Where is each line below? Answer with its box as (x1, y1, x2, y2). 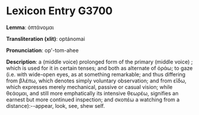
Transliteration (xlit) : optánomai (6, 35, 85, 42)
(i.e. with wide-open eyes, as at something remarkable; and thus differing (6, 71, 186, 78)
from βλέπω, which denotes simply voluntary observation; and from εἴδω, (6, 77, 187, 84)
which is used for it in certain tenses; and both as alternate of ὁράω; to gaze (6, 64, 193, 72)
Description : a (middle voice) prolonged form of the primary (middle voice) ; (6, 58, 193, 65)
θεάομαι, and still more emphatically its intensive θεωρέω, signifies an (6, 90, 179, 97)
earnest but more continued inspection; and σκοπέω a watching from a (6, 96, 180, 103)
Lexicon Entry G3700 (6, 4, 113, 18)
